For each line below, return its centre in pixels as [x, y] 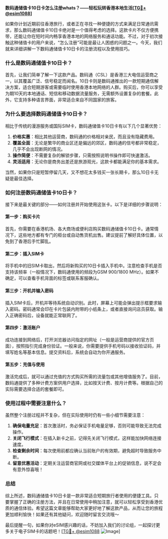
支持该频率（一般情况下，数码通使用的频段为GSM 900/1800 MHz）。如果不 [82, 272]
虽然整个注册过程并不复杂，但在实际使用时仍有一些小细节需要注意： [75, 415]
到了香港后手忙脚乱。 [31, 241]
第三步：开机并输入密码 [29, 290]
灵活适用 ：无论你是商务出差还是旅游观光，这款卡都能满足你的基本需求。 [87, 161]
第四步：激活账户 [23, 327]
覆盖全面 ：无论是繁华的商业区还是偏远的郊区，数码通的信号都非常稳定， [87, 142]
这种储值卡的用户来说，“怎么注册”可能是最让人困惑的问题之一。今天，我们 [86, 42]
